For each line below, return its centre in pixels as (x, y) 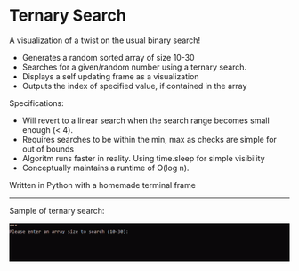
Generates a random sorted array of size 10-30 (108, 57)
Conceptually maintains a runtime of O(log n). (105, 168)
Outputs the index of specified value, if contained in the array (134, 86)
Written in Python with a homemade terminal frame (102, 185)
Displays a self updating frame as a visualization (110, 76)
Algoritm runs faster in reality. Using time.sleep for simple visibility (143, 158)
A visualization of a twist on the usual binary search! (105, 40)
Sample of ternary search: (57, 210)
